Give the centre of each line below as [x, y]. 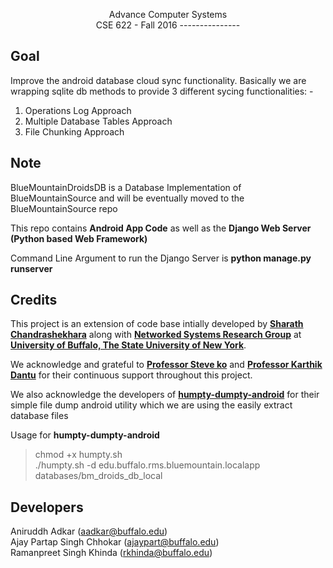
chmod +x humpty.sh [78, 455]
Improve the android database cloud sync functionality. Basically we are [158, 80]
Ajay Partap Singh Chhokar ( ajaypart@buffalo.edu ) [115, 542]
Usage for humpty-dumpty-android [85, 435]
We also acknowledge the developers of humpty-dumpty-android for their [165, 395]
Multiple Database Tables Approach [98, 121]
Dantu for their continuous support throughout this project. [131, 375]
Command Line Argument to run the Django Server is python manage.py [161, 258]
